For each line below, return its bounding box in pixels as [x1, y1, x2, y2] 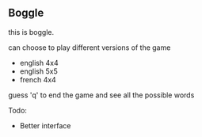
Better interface [19, 120, 71, 130]
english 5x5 [19, 67, 58, 76]
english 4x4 [19, 58, 59, 67]
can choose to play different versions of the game [8, 43, 171, 52]
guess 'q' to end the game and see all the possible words [8, 90, 195, 100]
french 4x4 [19, 74, 57, 84]
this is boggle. [8, 27, 55, 36]
